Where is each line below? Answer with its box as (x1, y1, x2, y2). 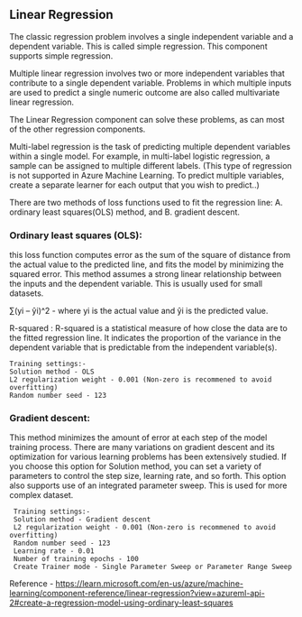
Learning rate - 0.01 (13, 547, 95, 556)
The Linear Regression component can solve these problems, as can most (9, 114, 286, 124)
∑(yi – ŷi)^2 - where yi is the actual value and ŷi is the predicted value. (9, 306, 269, 317)
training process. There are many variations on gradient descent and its (9, 442, 275, 453)
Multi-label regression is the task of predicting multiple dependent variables (9, 141, 291, 152)
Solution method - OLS (9, 367, 95, 377)
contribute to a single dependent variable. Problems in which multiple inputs (9, 77, 292, 88)
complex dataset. (9, 490, 74, 501)
